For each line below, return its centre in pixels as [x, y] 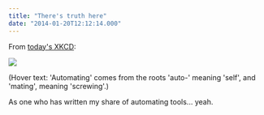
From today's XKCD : [42, 46]
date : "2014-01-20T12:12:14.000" [65, 23]
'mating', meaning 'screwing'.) [59, 86]
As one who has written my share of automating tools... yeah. [111, 101]
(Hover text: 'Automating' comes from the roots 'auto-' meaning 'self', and [132, 77]
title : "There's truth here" [58, 16]
